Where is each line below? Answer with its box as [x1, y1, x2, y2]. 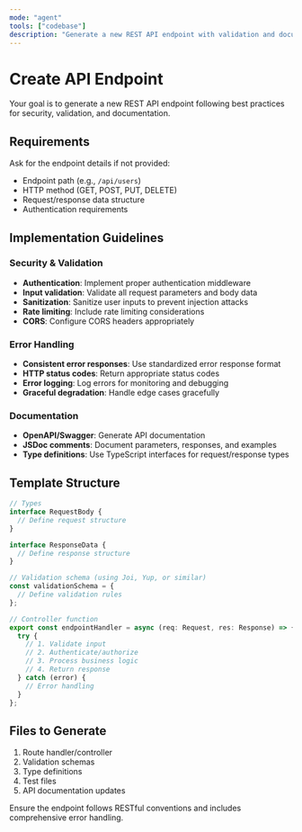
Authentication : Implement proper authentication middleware [22, 277, 252, 288]
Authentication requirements [22, 204, 129, 215]
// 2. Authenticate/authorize [25, 649, 139, 658]
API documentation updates [22, 785, 126, 796]
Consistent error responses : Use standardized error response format [22, 359, 281, 370]
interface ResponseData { [9, 541, 106, 550]
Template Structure [9, 475, 120, 490]
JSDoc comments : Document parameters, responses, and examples [22, 440, 277, 451]
